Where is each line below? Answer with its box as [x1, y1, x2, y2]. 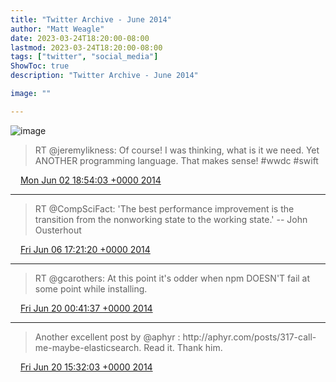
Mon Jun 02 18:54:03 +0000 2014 [19, 174, 162, 186]
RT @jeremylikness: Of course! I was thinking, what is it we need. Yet [34, 144, 320, 156]
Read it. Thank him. [143, 341, 223, 353]
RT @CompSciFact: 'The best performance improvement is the [34, 202, 295, 215]
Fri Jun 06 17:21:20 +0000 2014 [19, 243, 151, 255]
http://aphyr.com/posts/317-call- [182, 331, 317, 343]
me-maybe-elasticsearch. [34, 341, 142, 353]
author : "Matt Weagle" [10, 24, 105, 34]
